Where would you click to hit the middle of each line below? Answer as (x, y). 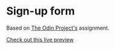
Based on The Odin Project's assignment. (58, 28)
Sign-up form (41, 11)
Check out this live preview (40, 39)
